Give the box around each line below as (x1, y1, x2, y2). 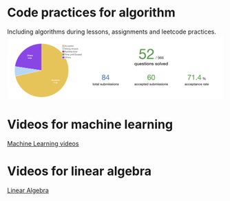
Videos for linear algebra (7, 163, 152, 179)
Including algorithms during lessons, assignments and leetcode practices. (7, 27, 217, 36)
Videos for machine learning (7, 117, 174, 132)
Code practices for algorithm (7, 5, 176, 21)
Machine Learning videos (7, 139, 79, 147)
